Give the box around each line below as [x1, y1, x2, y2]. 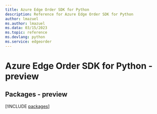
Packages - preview [5, 90, 68, 99]
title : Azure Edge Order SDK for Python [5, 7, 90, 12]
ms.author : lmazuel [5, 21, 45, 26]
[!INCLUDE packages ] [5, 103, 50, 109]
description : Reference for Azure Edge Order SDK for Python [5, 12, 134, 17]
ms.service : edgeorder [5, 39, 52, 44]
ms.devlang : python [5, 35, 45, 40]
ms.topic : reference [5, 30, 48, 35]
